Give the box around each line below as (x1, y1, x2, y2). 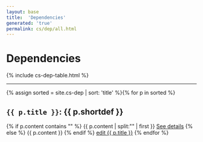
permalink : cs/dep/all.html (6, 25, 77, 32)
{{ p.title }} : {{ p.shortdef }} (6, 106, 124, 117)
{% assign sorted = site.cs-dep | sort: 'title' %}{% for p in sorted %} (6, 89, 176, 97)
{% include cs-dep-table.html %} (6, 72, 89, 79)
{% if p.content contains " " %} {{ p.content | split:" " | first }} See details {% (6, 123, 193, 130)
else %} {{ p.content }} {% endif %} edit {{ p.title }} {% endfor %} (6, 129, 169, 136)
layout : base (6, 8, 39, 15)
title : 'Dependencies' (6, 15, 66, 21)
